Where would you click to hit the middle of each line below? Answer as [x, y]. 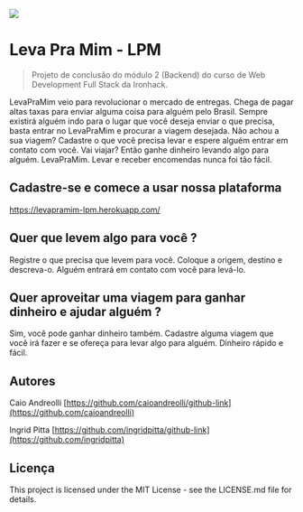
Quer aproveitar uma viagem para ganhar [128, 298]
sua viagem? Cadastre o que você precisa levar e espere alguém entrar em [149, 140]
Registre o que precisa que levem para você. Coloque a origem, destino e [146, 260]
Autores [32, 381]
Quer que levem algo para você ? [103, 238]
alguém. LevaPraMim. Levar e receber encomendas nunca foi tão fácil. [141, 159]
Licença [32, 468]
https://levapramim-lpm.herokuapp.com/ [85, 209]
